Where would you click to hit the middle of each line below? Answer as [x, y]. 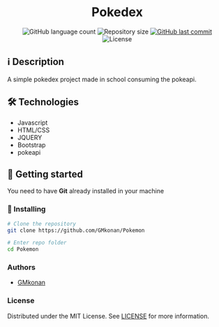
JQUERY [30, 137]
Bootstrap [31, 145]
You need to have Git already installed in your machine [86, 191]
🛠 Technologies [43, 102]
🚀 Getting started [45, 174]
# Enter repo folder [37, 243]
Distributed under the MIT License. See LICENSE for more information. [108, 316]
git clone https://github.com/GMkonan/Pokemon [76, 230]
